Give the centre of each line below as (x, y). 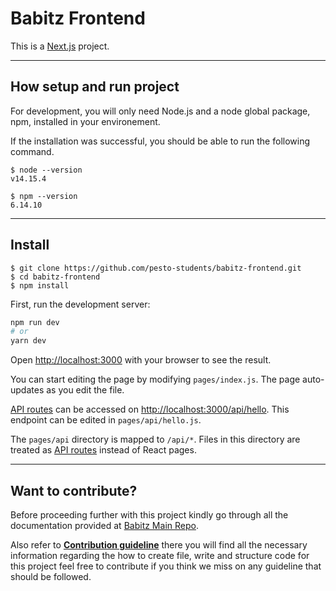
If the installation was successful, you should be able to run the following (160, 141)
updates (27, 390)
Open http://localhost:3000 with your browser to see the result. (141, 360)
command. (32, 151)
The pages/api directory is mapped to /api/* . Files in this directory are (155, 439)
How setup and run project (95, 87)
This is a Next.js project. (60, 46)
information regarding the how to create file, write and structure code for (160, 555)
